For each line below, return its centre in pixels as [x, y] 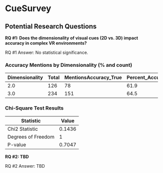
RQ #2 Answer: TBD [25, 166]
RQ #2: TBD [17, 157]
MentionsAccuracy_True [93, 78]
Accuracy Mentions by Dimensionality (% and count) [69, 65]
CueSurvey [28, 8]
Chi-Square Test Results [34, 108]
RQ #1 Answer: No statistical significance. [47, 52]
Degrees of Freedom [31, 137]
